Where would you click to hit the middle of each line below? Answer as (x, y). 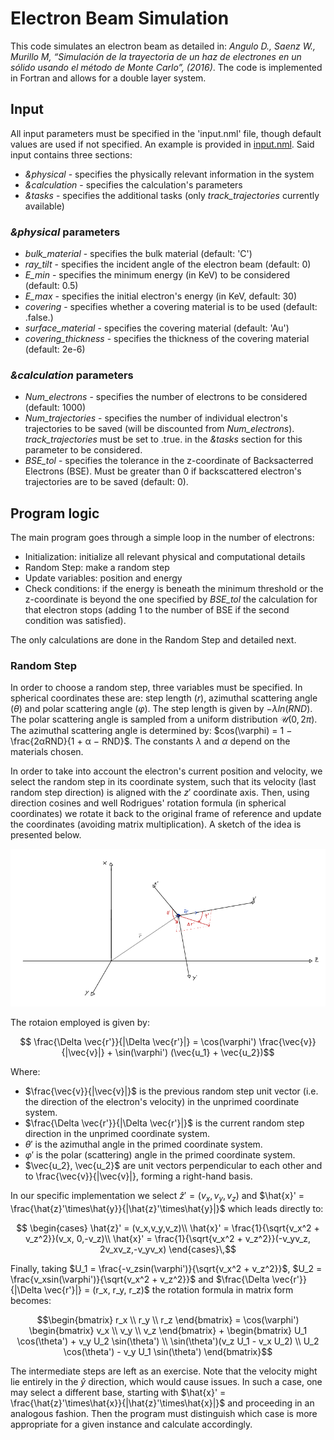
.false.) (39, 318)
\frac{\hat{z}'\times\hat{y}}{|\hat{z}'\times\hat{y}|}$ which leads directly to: (167, 1208)
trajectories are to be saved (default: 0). (106, 482)
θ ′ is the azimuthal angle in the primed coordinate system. (143, 1144)
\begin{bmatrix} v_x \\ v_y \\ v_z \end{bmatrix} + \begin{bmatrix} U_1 (168, 1330)
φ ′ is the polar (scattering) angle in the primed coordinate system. (160, 1154)
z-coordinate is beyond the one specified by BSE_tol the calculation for (171, 599)
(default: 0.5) (51, 286)
